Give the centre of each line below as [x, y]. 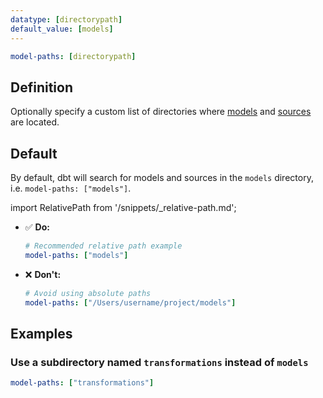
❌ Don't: [43, 274]
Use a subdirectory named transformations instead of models [159, 362]
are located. [35, 122]
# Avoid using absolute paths [88, 293]
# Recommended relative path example [103, 246]
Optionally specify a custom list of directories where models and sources [161, 112]
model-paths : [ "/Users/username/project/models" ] [130, 302]
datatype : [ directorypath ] [66, 19]
